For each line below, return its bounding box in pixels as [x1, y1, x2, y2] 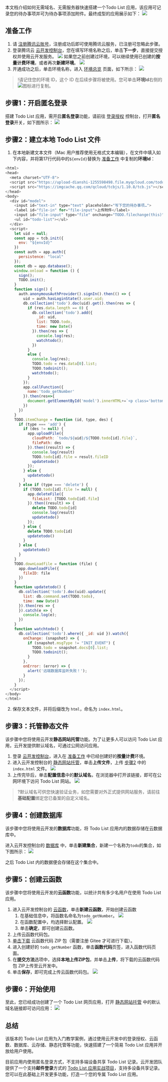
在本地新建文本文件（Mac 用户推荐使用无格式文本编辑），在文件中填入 [12, 150, 156, 156]
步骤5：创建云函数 [5, 875, 62, 884]
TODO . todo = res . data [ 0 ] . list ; [31, 361, 97, 366]
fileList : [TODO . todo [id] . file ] [31, 496, 99, 501]
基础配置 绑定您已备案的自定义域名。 [17, 795, 92, 801]
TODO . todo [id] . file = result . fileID [31, 454, 108, 459]
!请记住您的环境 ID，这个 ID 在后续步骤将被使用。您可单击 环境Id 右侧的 [17, 77, 162, 83]
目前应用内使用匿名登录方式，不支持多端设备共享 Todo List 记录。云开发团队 [5, 1059, 162, 1065]
